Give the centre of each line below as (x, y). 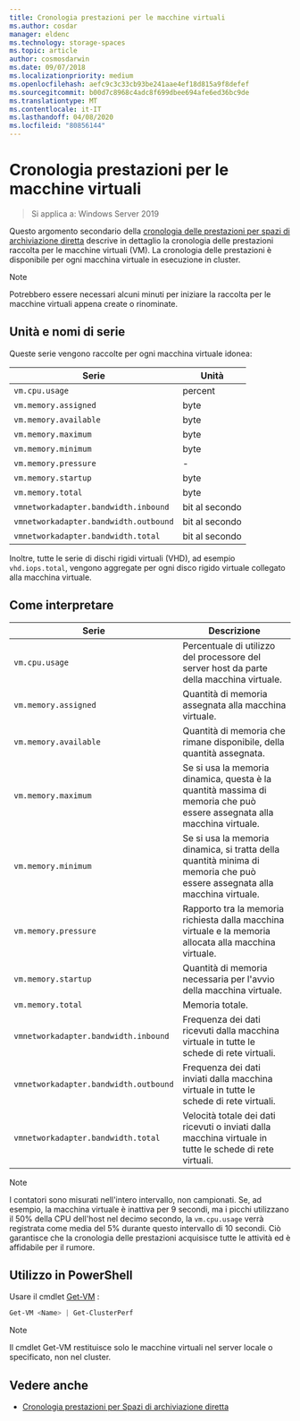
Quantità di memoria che (234, 730)
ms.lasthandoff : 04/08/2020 (62, 117)
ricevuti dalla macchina (231, 1030)
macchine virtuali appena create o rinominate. (94, 303)
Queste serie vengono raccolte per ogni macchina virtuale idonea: (131, 353)
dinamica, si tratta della (231, 849)
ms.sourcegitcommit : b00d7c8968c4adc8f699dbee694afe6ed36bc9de (129, 92)
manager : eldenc (39, 34)
